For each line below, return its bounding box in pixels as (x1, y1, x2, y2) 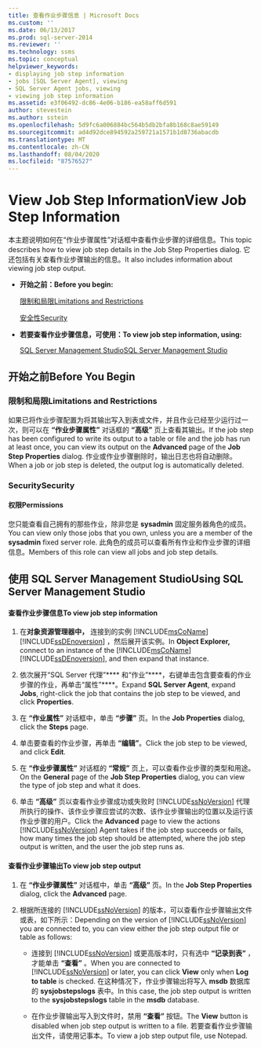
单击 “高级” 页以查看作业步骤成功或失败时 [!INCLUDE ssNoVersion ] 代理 (19, 797, 251, 806)
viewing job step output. (8, 264, 86, 273)
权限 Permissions (8, 500, 64, 510)
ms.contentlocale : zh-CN (8, 143, 89, 151)
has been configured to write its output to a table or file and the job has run (8, 434, 251, 443)
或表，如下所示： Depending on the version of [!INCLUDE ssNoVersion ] (19, 914, 247, 924)
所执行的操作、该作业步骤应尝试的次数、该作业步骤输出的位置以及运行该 (19, 807, 253, 816)
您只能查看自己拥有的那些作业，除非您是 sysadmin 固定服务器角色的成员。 (8, 519, 251, 529)
